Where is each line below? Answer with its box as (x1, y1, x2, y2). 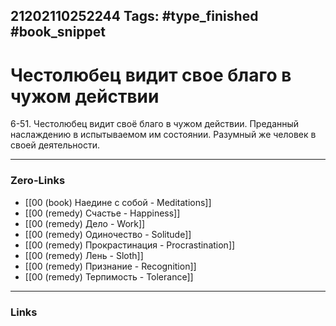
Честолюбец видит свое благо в (10, 64, 292, 86)
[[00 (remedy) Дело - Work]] (24, 217, 146, 229)
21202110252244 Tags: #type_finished (10, 8, 259, 25)
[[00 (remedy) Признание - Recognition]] (24, 260, 197, 272)
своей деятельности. (10, 139, 100, 151)
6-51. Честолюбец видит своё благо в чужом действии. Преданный (10, 118, 300, 130)
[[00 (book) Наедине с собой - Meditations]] (24, 196, 212, 208)
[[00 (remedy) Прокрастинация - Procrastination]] (24, 239, 236, 251)
